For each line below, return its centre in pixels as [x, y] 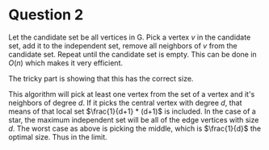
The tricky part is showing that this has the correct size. [101, 78]
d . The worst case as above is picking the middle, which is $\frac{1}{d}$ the [135, 128]
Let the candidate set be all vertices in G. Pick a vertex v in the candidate [130, 37]
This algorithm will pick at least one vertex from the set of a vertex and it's [132, 94]
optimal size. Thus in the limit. [58, 137]
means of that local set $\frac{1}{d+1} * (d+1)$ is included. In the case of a [132, 111]
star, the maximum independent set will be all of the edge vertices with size [134, 119]
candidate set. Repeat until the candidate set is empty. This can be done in [132, 54]
